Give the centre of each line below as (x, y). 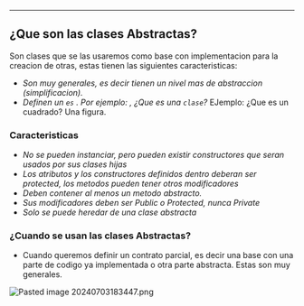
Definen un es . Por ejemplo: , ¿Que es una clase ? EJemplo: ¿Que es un (156, 102)
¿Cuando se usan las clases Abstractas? (100, 236)
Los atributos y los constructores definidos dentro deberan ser (139, 174)
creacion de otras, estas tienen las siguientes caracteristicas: (123, 65)
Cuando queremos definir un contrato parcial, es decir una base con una (158, 255)
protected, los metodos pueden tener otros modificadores (130, 184)
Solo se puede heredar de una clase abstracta (109, 212)
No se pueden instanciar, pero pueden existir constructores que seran (153, 155)
